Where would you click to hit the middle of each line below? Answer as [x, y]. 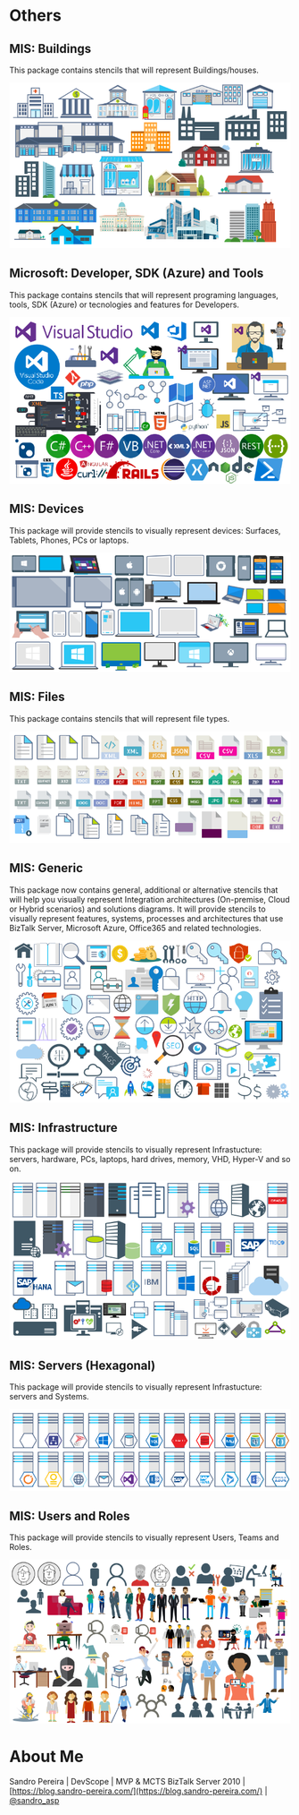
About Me [46, 1756]
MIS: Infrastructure [63, 1128]
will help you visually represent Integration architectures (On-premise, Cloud [149, 899]
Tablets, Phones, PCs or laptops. [69, 540]
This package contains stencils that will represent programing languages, [144, 295]
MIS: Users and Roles [70, 1515]
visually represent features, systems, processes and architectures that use [146, 918]
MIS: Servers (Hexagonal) [83, 1365]
